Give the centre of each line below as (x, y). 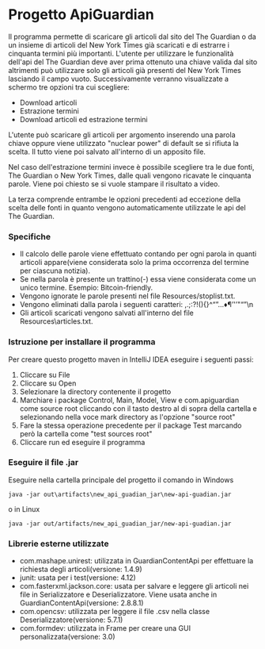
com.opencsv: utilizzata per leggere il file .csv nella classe (115, 612)
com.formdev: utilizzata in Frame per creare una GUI (105, 628)
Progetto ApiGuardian (81, 15)
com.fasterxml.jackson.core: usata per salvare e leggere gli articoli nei (134, 586)
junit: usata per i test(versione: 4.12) (78, 578)
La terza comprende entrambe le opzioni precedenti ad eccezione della (125, 199)
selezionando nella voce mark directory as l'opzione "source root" (127, 417)
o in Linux (24, 509)
